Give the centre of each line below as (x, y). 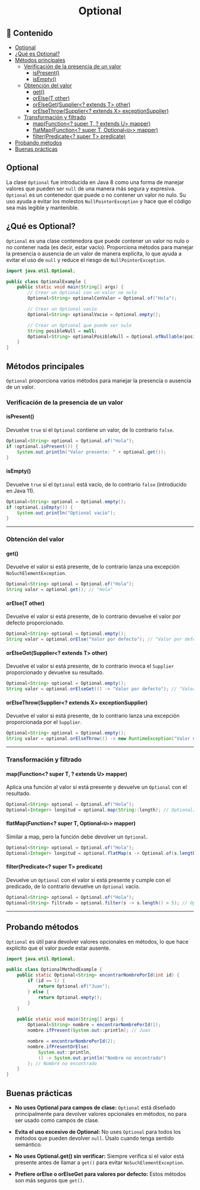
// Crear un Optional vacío (62, 309)
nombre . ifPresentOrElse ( (58, 1047)
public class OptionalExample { (46, 282)
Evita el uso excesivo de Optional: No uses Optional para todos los (98, 1132)
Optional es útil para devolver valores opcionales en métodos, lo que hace (97, 941)
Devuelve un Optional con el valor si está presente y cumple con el (88, 880)
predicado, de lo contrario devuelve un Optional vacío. (73, 886)
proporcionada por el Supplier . (44, 722)
